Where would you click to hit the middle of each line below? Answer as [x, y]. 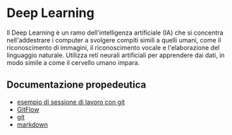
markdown [32, 124]
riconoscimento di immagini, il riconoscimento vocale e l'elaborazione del [113, 47]
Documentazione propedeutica [77, 85]
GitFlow [28, 109]
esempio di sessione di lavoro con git [71, 102]
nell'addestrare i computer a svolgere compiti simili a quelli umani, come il [114, 40]
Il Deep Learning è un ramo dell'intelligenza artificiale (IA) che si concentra [115, 33]
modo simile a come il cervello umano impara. [73, 62]
